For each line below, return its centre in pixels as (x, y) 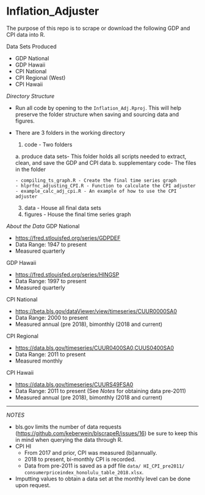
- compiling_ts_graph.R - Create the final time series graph (96, 180)
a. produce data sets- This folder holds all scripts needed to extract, (101, 156)
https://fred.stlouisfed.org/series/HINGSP (67, 274)
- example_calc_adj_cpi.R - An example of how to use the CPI (96, 191)
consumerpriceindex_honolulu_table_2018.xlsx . (84, 472)
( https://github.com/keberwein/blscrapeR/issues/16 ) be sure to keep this (106, 433)
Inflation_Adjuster (53, 11)
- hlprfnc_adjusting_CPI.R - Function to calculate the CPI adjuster (106, 186)
